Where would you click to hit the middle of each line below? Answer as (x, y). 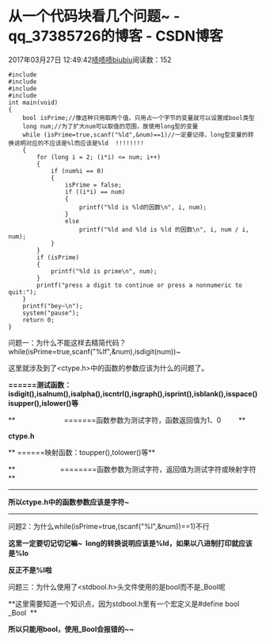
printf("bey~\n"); (53, 306)
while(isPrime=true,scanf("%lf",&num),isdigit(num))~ (95, 351)
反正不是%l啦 (30, 570)
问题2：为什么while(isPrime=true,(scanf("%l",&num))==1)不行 (109, 526)
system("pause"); (51, 313)
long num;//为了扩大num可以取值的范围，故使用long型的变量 (110, 126)
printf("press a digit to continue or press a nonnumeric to (140, 285)
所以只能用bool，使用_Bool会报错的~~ (71, 629)
